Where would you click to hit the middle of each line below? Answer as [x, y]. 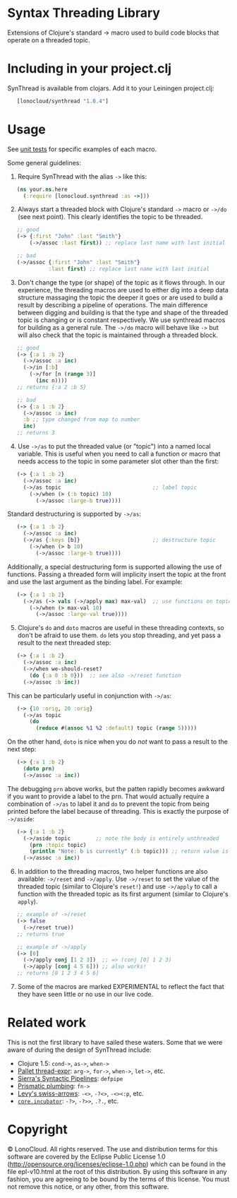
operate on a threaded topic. [49, 40]
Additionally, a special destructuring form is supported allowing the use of [115, 567]
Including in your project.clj [89, 69]
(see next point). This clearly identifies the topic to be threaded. [110, 217]
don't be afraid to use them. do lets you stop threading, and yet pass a [119, 635]
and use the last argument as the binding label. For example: [95, 581]
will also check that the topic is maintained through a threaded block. [118, 335]
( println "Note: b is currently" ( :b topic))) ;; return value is [129, 852]
